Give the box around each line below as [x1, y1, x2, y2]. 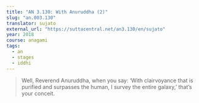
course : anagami [6, 37, 48, 43]
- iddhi [12, 60, 32, 66]
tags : [6, 43, 20, 49]
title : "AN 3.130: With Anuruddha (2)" [6, 9, 108, 15]
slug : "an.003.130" [6, 15, 56, 21]
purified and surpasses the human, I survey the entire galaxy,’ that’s [21, 83, 192, 90]
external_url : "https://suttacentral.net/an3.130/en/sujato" [6, 26, 166, 32]
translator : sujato [6, 20, 56, 26]
